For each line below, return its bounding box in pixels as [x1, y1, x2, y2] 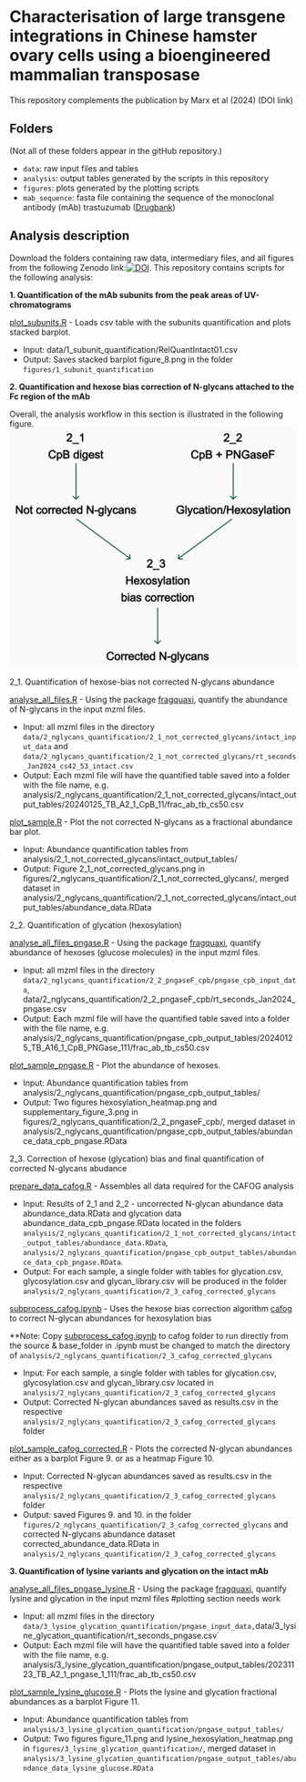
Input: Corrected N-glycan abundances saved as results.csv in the [22, 1470, 272, 1481]
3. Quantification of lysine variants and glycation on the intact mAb [9, 1565, 269, 1576]
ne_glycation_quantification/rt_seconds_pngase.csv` [22, 1630, 220, 1641]
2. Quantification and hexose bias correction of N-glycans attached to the [9, 381, 294, 392]
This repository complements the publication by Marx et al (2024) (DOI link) [9, 94, 293, 106]
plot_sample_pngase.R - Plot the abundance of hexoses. [9, 1059, 221, 1070]
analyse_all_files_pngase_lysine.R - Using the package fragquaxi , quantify [9, 1583, 287, 1594]
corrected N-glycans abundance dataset [22, 1529, 176, 1540]
